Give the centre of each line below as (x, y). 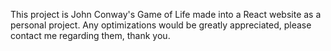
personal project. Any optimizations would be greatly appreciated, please (161, 25)
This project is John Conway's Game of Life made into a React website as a (166, 14)
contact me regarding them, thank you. (90, 35)
